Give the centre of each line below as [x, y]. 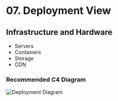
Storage [24, 58]
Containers [28, 52]
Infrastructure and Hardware [59, 32]
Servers [24, 46]
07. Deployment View [59, 11]
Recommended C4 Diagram [46, 80]
